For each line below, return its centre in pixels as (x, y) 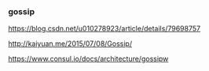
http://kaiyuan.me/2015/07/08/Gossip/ (70, 44)
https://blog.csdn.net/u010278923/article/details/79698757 (104, 29)
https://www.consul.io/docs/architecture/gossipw (88, 59)
